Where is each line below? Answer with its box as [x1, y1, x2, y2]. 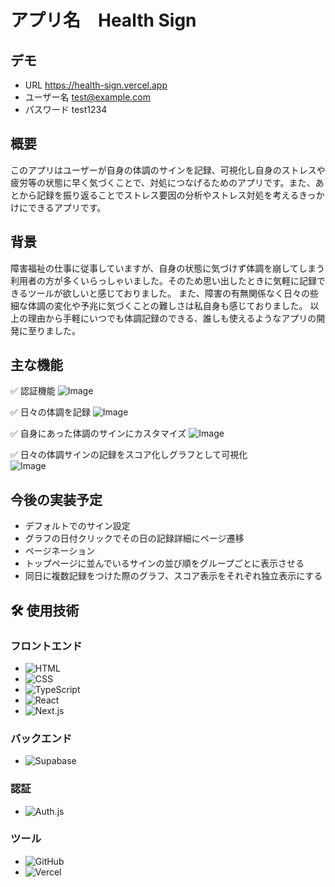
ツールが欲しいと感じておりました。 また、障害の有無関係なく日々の [27, 287, 310, 299]
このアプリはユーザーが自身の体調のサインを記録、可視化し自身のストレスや [10, 164, 326, 176]
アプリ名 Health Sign [10, 9, 197, 32]
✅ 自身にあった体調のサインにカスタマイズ [10, 427, 187, 440]
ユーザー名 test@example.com [24, 91, 151, 103]
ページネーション [24, 545, 96, 557]
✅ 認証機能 [10, 385, 56, 397]
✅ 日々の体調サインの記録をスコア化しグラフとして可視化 [10, 449, 248, 461]
